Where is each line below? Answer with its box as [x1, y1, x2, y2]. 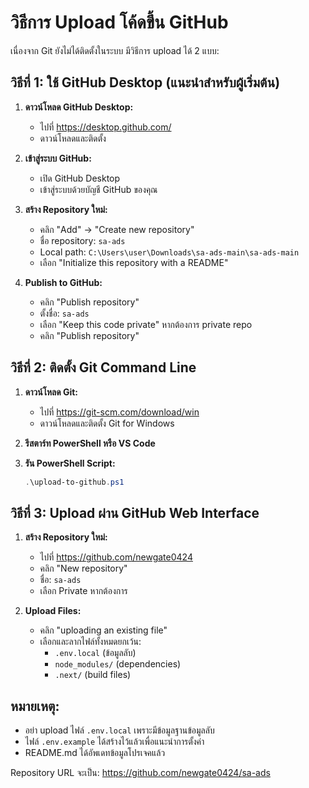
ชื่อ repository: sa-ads [39, 234, 126, 246]
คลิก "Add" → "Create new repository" [39, 223, 195, 235]
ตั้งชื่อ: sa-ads [39, 307, 90, 319]
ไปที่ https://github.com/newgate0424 [39, 551, 193, 563]
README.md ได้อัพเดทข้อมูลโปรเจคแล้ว [24, 747, 166, 759]
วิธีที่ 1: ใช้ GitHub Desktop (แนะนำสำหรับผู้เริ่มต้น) [10, 74, 281, 91]
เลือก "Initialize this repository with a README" [39, 256, 229, 268]
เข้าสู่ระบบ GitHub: [24, 152, 92, 164]
